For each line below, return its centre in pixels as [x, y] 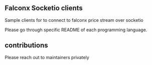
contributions [26, 45]
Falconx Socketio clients [44, 8]
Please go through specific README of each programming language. [76, 30]
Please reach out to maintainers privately [47, 57]
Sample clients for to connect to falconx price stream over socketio [74, 20]
